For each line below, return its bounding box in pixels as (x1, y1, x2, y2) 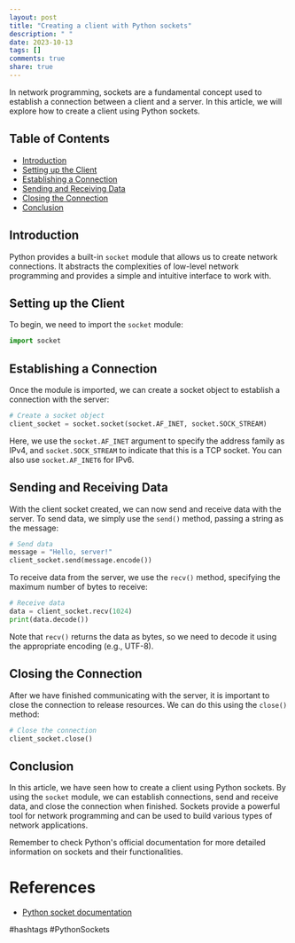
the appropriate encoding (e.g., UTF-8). (9, 640, 154, 651)
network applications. (9, 820, 89, 830)
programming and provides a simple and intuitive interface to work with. (9, 270, 272, 280)
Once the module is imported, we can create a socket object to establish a (9, 385, 281, 395)
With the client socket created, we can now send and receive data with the (9, 503, 282, 515)
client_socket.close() (9, 734, 93, 743)
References (9, 877, 96, 898)
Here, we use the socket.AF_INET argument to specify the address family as (9, 436, 285, 446)
